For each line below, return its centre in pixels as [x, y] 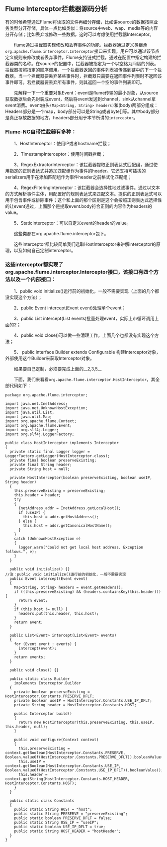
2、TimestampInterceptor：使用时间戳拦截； [60, 154]
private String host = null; [40, 469]
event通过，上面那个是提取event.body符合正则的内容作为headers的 [83, 206]
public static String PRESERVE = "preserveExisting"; [71, 814]
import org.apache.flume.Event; [39, 426]
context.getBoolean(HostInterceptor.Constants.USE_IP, [63, 766]
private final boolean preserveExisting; [53, 461]
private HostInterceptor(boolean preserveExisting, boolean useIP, [81, 478]
